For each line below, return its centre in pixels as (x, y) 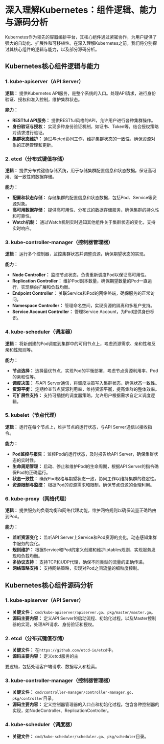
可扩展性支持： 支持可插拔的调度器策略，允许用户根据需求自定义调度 (81, 395)
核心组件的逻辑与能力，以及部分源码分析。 (56, 49)
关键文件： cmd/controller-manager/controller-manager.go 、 (74, 692)
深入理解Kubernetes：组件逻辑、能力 (81, 10)
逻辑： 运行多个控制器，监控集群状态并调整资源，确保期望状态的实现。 (76, 254)
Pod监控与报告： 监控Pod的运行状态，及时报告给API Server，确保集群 (83, 454)
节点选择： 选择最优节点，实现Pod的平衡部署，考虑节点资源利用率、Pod (85, 371)
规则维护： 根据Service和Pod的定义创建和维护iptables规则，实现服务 (82, 550)
